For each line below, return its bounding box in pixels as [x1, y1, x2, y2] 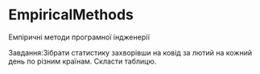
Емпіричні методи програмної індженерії [8, 32, 151, 42]
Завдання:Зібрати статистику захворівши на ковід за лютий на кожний [8, 47, 252, 57]
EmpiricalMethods [8, 6, 134, 24]
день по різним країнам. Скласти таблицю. [8, 56, 157, 66]
